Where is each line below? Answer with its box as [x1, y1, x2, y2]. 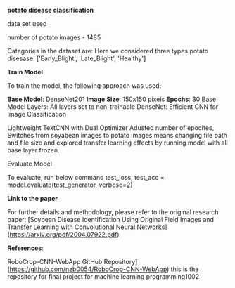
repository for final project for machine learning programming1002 [7, 273, 199, 280]
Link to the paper [7, 195, 58, 202]
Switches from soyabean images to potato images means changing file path [7, 131, 227, 139]
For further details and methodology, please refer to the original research [7, 208, 220, 216]
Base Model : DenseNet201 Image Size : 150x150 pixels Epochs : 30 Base [7, 95, 217, 103]
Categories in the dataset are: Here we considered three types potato [7, 47, 209, 55]
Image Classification [7, 110, 67, 118]
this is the [170, 265, 199, 273]
